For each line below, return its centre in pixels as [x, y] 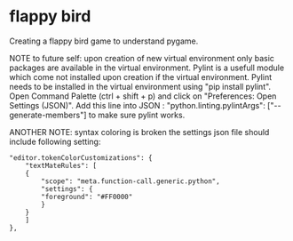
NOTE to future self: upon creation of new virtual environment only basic [142, 58]
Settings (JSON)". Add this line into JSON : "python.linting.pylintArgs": [138, 105]
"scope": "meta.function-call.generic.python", [131, 181]
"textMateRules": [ [61, 165]
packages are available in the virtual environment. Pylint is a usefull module [147, 68]
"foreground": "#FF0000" [87, 197]
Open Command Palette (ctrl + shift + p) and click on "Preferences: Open [143, 96]
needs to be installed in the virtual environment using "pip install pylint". [140, 86]
